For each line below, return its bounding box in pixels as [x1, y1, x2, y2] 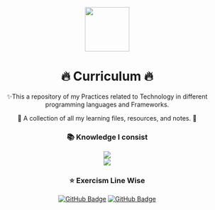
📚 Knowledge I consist [66, 132, 148, 142]
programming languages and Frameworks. [45, 100, 170, 109]
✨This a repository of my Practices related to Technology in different [6, 92, 208, 101]
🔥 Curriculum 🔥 [61, 68, 153, 84]
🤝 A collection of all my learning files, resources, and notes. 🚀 [17, 114, 197, 122]
